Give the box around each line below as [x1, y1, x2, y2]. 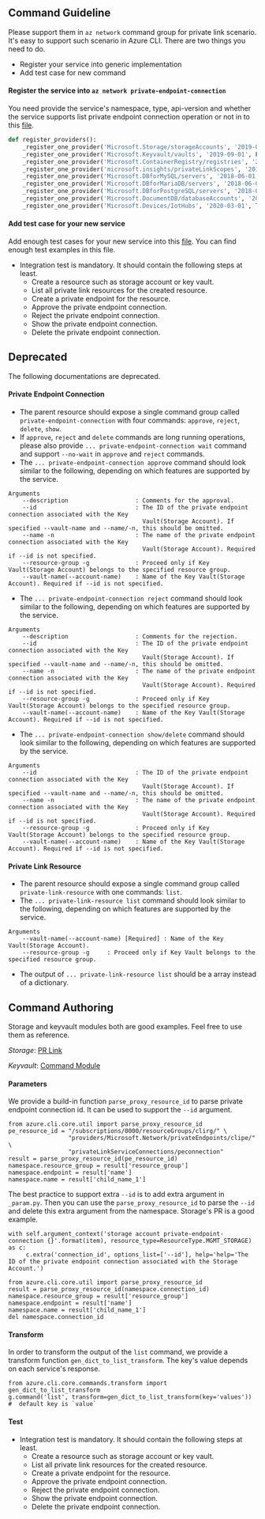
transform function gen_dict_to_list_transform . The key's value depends [8, 1356, 248, 1366]
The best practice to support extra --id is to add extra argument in [8, 1190, 225, 1199]
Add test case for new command [19, 67, 126, 78]
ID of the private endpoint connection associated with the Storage [8, 1258, 238, 1266]
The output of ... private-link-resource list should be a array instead [19, 969, 257, 979]
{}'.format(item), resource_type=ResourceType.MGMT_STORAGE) [47, 1237, 252, 1245]
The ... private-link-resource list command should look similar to [19, 896, 246, 905]
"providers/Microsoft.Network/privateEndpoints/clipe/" [68, 1135, 256, 1142]
